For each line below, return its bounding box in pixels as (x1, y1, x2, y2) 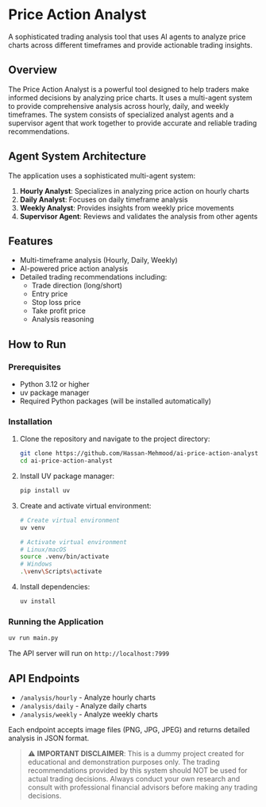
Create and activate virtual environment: (19, 500, 152, 510)
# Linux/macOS (19, 546, 67, 554)
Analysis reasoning (31, 315, 94, 324)
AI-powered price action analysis (19, 264, 129, 273)
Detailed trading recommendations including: (19, 272, 168, 282)
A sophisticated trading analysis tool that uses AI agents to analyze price (8, 32, 246, 41)
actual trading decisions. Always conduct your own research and (27, 774, 241, 783)
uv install (19, 597, 56, 605)
